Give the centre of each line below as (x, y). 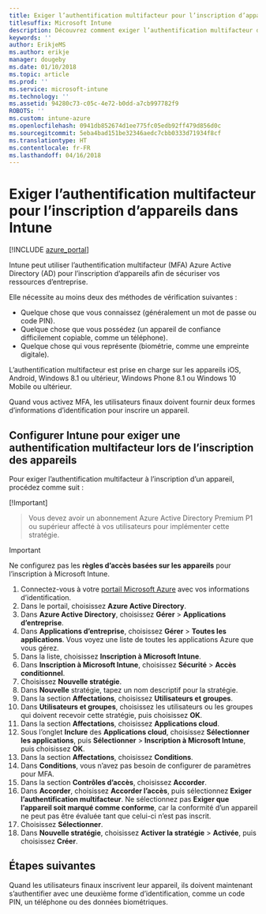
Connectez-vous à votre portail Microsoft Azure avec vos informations (135, 589)
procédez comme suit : (46, 487)
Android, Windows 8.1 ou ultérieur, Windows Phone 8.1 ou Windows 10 (123, 378)
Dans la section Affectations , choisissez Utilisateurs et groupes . (127, 698)
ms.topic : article (39, 74)
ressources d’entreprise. (49, 282)
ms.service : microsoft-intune (59, 89)
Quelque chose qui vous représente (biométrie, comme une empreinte (135, 346)
